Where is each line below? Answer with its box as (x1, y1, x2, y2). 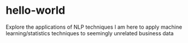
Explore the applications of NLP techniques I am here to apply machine (5, 23, 183, 30)
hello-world (5, 4, 66, 17)
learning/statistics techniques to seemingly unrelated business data (5, 29, 174, 36)
